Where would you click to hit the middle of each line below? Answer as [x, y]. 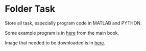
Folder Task [30, 9]
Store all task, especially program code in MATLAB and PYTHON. [73, 23]
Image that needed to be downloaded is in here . [55, 43]
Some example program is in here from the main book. [62, 33]
